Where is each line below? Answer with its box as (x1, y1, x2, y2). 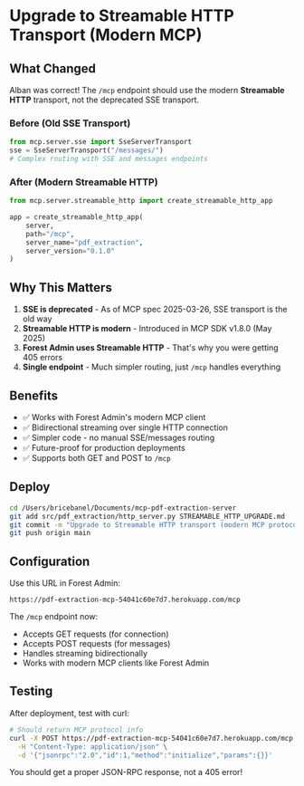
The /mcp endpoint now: (9, 611, 99, 622)
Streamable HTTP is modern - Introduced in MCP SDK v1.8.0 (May (22, 323, 272, 334)
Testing (9, 684, 53, 699)
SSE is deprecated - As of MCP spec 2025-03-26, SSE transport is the (22, 304, 288, 315)
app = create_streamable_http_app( (9, 213, 144, 222)
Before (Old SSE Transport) (9, 117, 131, 129)
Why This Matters (9, 280, 113, 295)
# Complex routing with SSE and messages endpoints (9, 155, 208, 164)
